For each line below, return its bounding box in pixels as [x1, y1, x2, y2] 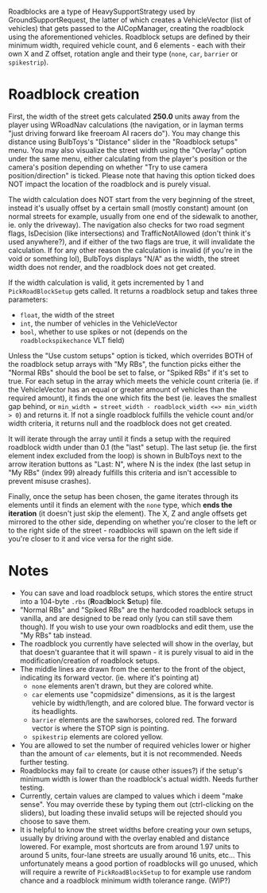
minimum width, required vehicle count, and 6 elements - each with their [8, 41, 246, 50]
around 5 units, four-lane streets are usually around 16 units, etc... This [19, 850, 252, 860]
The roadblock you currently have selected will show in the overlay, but [19, 638, 253, 648]
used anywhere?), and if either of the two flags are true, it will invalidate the [8, 236, 256, 246]
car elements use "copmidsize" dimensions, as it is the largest [31, 689, 236, 699]
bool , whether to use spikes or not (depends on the [19, 326, 188, 337]
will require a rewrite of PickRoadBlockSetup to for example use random [19, 867, 252, 876]
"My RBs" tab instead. [19, 630, 93, 640]
